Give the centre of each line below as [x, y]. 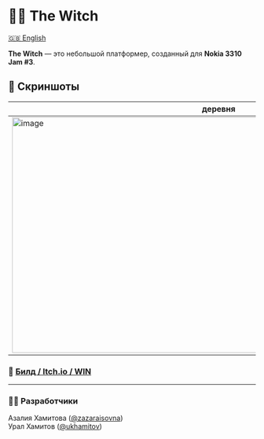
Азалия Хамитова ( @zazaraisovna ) [66, 418]
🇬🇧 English [27, 38]
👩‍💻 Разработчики [43, 400]
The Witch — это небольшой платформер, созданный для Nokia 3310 [125, 53]
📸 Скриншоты [44, 87]
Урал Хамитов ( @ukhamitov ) [55, 426]
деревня [218, 109]
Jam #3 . [22, 61]
